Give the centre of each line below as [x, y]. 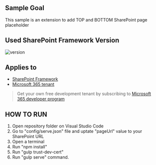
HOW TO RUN [26, 114]
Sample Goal [25, 8]
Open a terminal [28, 142]
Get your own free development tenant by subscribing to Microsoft [84, 94]
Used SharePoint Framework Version [62, 40]
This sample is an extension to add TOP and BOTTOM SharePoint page [76, 20]
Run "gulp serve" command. [40, 157]
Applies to [21, 68]
